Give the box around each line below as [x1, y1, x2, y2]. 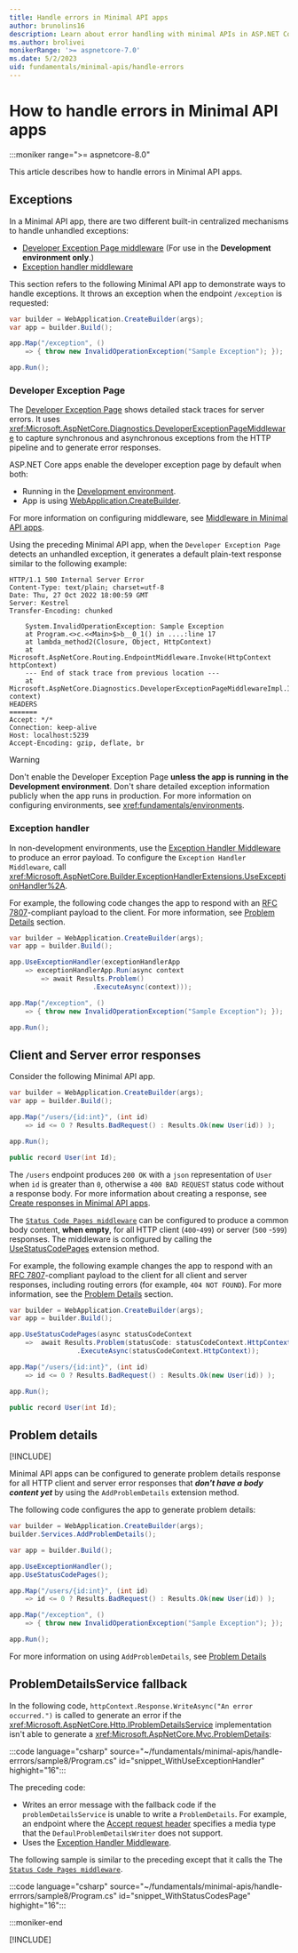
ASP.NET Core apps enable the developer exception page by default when [9, 460, 282, 470]
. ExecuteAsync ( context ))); [92, 982, 192, 991]
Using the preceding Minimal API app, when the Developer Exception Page [9, 540, 281, 550]
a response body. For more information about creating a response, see [9, 1188, 268, 1198]
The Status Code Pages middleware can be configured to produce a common [9, 1214, 289, 1225]
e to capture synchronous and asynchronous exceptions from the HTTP [9, 433, 272, 444]
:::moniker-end [9, 1917, 64, 1927]
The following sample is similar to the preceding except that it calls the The [9, 1854, 283, 1865]
